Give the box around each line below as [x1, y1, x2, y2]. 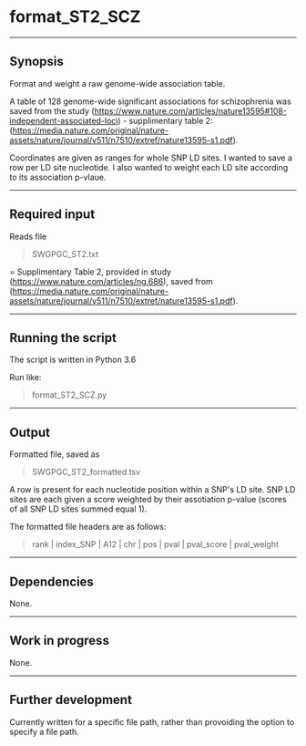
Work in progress [9, 633, 109, 648]
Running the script [9, 330, 117, 346]
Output [9, 424, 50, 440]
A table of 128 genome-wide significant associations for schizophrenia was [9, 96, 291, 107]
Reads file [9, 231, 47, 242]
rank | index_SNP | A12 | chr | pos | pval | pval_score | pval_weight [31, 539, 280, 550]
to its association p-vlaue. [9, 171, 107, 182]
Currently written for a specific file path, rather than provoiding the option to [9, 716, 295, 727]
